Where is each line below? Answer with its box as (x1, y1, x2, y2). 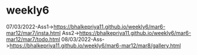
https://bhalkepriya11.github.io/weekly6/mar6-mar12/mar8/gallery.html (9, 42, 182, 49)
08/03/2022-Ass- (61, 35, 105, 43)
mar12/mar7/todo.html (6, 35, 60, 43)
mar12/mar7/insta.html (6, 29, 61, 36)
